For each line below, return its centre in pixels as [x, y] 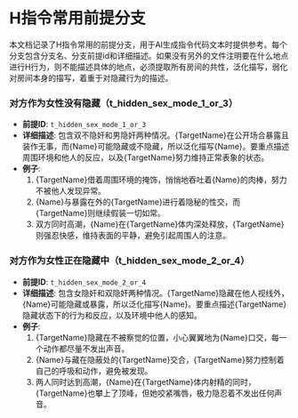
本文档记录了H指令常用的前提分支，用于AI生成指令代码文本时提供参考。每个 [148, 44]
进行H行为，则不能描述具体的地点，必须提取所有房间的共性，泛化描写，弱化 [149, 67]
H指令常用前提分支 [77, 18]
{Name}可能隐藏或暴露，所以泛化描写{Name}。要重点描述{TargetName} [154, 304]
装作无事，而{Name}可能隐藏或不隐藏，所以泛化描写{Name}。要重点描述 [156, 147]
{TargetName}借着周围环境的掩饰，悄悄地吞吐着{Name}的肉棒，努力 [161, 180]
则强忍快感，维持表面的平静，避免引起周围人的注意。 [133, 236]
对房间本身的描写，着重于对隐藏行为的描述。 [91, 77]
